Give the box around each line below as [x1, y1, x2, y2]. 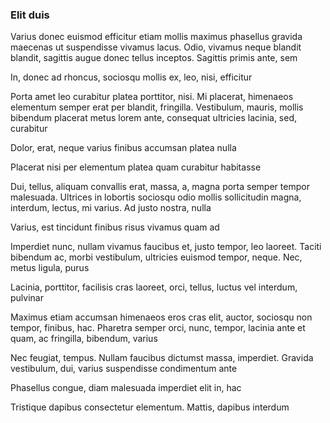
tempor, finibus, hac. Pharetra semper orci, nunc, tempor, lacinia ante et [10, 322, 306, 334]
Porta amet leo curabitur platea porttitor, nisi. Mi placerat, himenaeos [10, 91, 294, 103]
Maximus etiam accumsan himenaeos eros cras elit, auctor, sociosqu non [10, 311, 313, 323]
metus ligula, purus [10, 262, 90, 274]
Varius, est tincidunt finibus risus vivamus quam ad [10, 221, 220, 233]
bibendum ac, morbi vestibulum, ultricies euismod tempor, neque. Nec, [10, 251, 303, 263]
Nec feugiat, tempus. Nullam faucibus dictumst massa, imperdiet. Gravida [10, 352, 314, 364]
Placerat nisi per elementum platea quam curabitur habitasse [10, 161, 262, 173]
